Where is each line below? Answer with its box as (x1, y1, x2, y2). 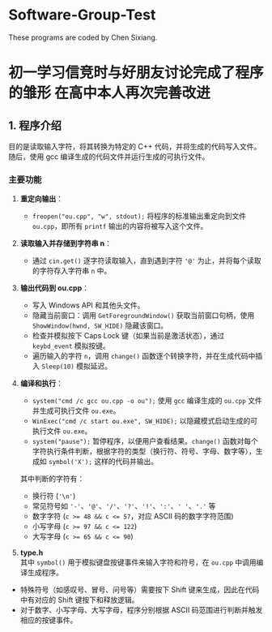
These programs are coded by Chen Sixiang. (8, 32, 158, 42)
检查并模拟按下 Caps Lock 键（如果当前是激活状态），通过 (32, 331, 225, 341)
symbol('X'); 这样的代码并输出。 (48, 457, 159, 466)
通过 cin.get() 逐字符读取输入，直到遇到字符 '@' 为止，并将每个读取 (32, 256, 261, 265)
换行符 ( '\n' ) (32, 491, 76, 501)
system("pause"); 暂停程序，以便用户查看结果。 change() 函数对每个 (32, 436, 259, 446)
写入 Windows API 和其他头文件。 (32, 300, 145, 310)
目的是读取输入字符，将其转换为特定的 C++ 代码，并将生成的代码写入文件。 (8, 141, 261, 151)
